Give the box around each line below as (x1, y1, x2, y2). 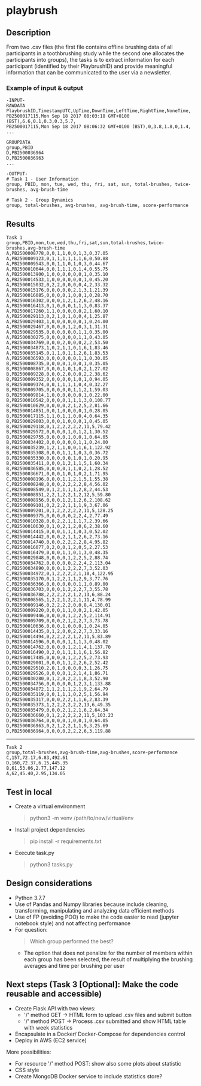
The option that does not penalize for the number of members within (23, 949, 193, 956)
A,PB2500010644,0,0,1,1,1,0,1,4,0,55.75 (6, 266, 109, 272)
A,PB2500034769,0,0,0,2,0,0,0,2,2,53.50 (6, 340, 109, 346)
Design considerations (6, 878, 93, 889)
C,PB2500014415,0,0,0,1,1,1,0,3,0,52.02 (6, 529, 109, 535)
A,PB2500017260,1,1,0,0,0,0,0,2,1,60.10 (6, 308, 109, 314)
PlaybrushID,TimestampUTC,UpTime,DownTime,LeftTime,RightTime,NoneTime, (6, 108, 191, 114)
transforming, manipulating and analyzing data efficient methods (14, 907, 175, 914)
